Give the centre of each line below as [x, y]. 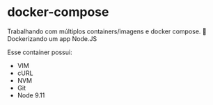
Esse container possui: [40, 52]
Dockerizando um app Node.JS [52, 38]
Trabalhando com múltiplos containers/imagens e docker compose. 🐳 [107, 31]
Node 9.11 [31, 95]
